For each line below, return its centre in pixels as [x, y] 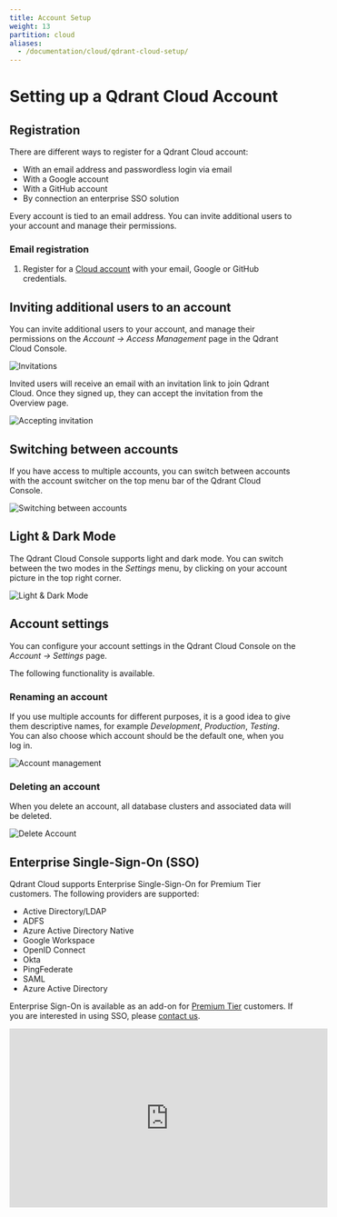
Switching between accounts [94, 449]
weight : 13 [30, 26]
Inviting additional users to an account [120, 307]
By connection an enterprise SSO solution [101, 199]
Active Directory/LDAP [64, 912]
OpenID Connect [54, 950]
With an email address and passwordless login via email [127, 170]
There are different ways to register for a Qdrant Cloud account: [129, 152]
